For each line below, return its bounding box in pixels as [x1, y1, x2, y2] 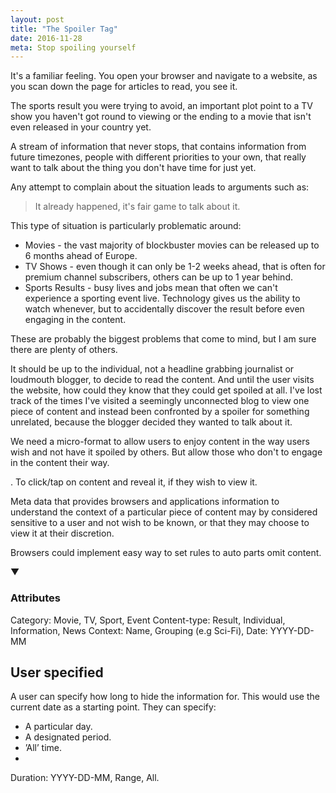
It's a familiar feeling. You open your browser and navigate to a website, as [10, 70, 318, 82]
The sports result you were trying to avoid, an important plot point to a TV [10, 100, 313, 112]
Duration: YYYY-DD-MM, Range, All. [10, 772, 160, 784]
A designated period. [24, 731, 112, 743]
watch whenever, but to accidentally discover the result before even [24, 303, 305, 315]
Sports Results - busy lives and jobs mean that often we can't [24, 282, 278, 294]
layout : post [10, 14, 65, 25]
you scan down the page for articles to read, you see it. [10, 81, 238, 93]
